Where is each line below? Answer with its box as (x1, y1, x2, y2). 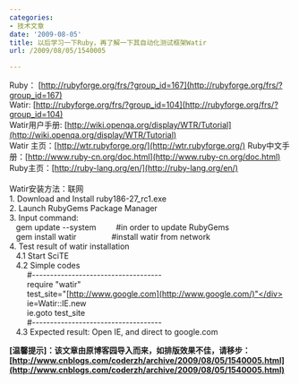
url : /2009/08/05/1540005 (9, 47, 106, 55)
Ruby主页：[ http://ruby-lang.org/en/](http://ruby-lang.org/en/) (9, 163, 239, 174)
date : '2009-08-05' (9, 30, 82, 38)
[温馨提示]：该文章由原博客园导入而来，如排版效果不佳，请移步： (9, 346, 251, 356)
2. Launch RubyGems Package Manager (9, 203, 158, 214)
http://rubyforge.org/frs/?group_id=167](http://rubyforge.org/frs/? (40, 80, 284, 90)
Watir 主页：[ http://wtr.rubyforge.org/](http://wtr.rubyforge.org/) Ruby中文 (9, 141, 283, 151)
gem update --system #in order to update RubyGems (15, 222, 230, 233)
